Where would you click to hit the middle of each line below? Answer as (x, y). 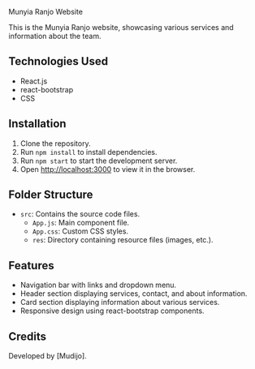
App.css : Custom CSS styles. (80, 231)
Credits (28, 336)
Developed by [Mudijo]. (48, 356)
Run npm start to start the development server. (99, 161)
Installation (37, 124)
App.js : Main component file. (81, 223)
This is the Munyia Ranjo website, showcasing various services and (121, 27)
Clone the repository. (55, 143)
